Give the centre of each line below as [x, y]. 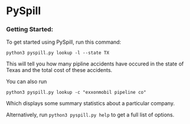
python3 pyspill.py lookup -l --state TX [58, 53]
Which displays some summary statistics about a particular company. [91, 103]
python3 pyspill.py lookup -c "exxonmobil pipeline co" [76, 93]
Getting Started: [30, 30]
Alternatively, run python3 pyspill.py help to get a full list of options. [90, 115]
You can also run [27, 81]
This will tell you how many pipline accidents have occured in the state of [95, 64]
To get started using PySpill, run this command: [64, 42]
